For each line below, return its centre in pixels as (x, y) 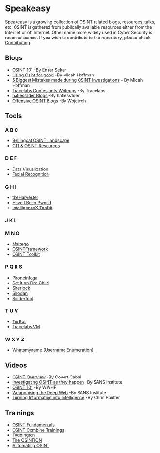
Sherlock (21, 288)
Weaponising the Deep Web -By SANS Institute (59, 392)
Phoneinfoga (25, 278)
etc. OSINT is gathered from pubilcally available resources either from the (79, 27)
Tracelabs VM (26, 326)
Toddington (24, 435)
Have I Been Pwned (32, 203)
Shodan (20, 293)
